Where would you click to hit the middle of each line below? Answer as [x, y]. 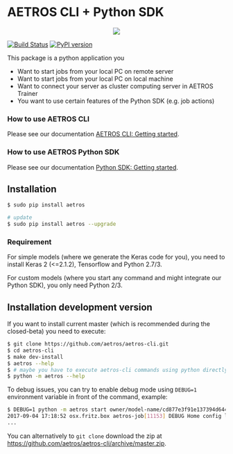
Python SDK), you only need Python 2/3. [65, 285]
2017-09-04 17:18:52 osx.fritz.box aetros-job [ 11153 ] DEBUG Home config [114, 416]
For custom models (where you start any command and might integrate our [114, 278]
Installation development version [80, 307]
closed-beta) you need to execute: [57, 332]
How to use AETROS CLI [49, 119]
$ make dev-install [35, 357]
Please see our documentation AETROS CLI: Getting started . [93, 134]
